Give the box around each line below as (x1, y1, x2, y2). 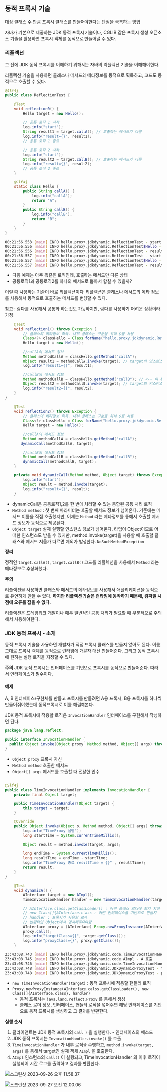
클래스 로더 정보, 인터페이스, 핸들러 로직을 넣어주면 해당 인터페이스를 (19, 1002, 153, 1008)
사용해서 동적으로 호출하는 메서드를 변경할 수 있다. (10, 295, 107, 301)
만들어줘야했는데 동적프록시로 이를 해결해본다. (5, 702, 94, 708)
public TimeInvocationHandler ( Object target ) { (14, 801, 114, 806)
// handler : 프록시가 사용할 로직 (23, 915, 87, 920)
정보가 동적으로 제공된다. (17, 519, 66, 526)
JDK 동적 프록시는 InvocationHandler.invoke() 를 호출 (12, 1036, 122, 1042)
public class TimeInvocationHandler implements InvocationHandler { (5, 787, 150, 792)
